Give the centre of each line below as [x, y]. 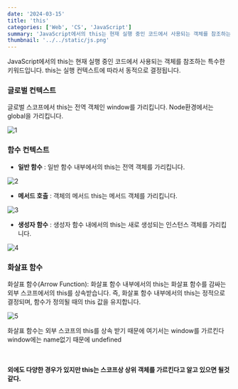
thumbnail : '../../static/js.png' [59, 40]
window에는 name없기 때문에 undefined [65, 340]
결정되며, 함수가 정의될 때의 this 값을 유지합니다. [74, 302]
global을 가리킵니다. [36, 116]
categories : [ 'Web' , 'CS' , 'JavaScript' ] [70, 27]
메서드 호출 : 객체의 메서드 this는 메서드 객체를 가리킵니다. [97, 195]
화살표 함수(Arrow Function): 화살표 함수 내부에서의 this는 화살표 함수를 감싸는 [117, 284]
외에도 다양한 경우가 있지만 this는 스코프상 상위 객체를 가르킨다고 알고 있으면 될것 [118, 370]
